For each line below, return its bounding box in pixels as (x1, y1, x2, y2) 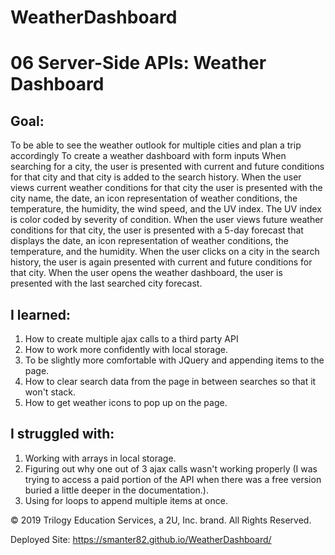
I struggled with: (10, 426, 115, 443)
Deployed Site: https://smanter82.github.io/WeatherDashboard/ (10, 533, 272, 545)
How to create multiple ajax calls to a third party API (24, 333, 239, 345)
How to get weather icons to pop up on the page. (24, 397, 228, 408)
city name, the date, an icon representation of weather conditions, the (10, 192, 298, 205)
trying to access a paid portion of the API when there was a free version (24, 473, 322, 485)
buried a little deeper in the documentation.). (24, 484, 210, 496)
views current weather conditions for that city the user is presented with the (10, 182, 323, 194)
